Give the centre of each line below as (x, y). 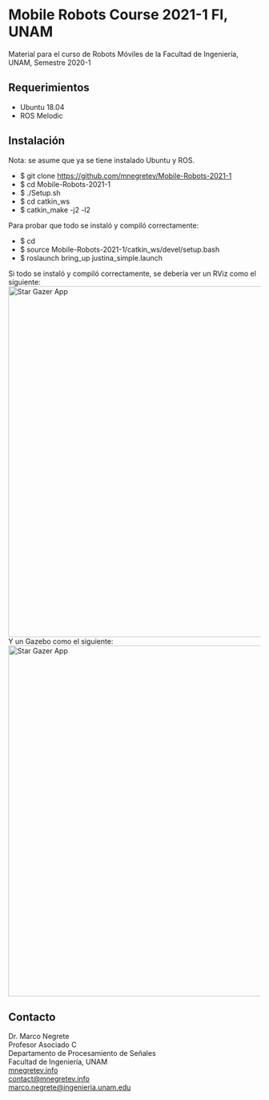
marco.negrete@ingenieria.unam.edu (70, 1087)
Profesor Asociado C (43, 1045)
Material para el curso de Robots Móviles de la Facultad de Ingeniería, (123, 54)
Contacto (32, 1017)
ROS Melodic (41, 115)
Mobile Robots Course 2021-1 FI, (118, 15)
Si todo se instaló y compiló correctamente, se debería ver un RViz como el (132, 273)
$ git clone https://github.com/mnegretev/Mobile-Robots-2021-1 (126, 176)
